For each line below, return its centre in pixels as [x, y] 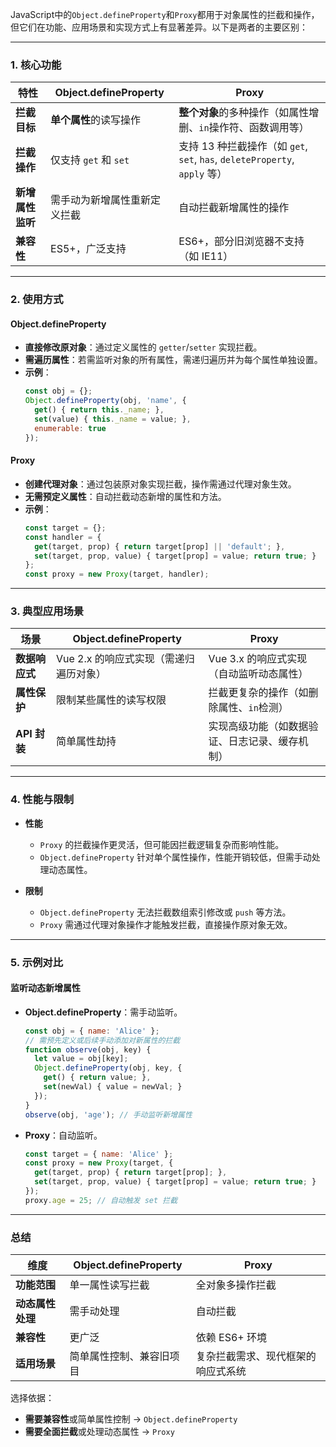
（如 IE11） [206, 256]
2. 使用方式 [37, 300]
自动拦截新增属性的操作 [234, 208]
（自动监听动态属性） [258, 674]
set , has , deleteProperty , [236, 160]
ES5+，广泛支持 [88, 249]
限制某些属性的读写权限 [111, 700]
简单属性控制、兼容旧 [119, 1356]
